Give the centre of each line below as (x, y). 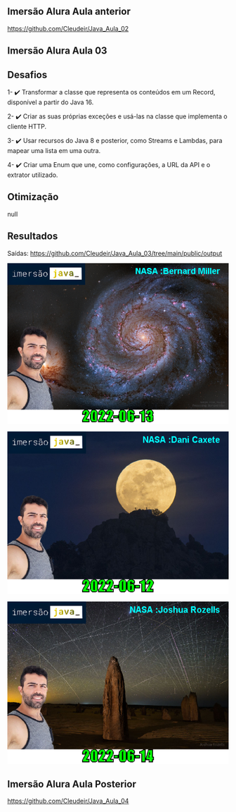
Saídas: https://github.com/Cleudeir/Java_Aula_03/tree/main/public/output (115, 253)
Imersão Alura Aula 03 (57, 51)
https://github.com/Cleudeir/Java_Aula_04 (68, 801)
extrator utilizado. (33, 175)
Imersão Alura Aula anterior (69, 12)
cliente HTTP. (27, 127)
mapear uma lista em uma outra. (54, 151)
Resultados (33, 236)
